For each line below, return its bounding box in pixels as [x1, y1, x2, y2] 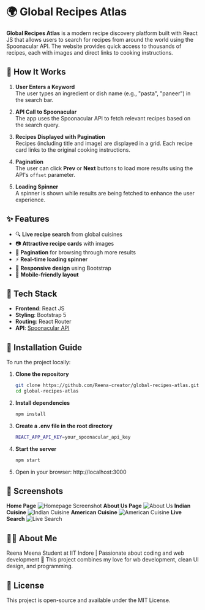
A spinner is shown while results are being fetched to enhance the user [15, 189, 195, 197]
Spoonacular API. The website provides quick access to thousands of [6, 42, 182, 50]
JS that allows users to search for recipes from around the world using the [6, 36, 194, 43]
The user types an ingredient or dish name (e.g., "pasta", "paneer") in [15, 90, 191, 97]
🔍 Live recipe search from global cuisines [15, 230, 123, 238]
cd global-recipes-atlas [15, 388, 79, 394]
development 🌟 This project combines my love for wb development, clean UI [6, 556, 199, 563]
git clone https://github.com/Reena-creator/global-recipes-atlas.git [15, 382, 199, 389]
